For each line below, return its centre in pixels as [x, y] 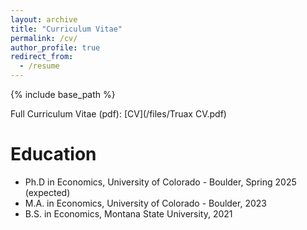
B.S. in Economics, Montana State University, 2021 [128, 213]
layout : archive [44, 19]
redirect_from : [42, 57]
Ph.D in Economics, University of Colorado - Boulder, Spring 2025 [160, 182]
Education [53, 154]
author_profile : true [55, 47]
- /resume [39, 66]
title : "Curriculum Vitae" [66, 29]
